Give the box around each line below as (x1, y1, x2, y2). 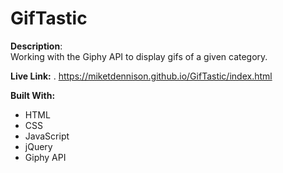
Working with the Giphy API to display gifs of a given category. (10, 50, 268, 62)
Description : (10, 40, 63, 52)
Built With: (10, 89, 56, 101)
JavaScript (24, 130, 70, 142)
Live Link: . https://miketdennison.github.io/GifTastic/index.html (10, 70, 273, 82)
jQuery (24, 140, 53, 152)
